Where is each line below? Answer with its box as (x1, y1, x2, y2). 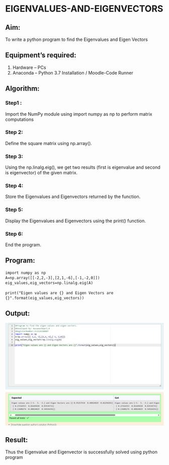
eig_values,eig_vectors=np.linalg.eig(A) (5, 280, 94, 285)
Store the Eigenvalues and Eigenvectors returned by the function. (5, 193, 141, 200)
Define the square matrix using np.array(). (5, 140, 92, 146)
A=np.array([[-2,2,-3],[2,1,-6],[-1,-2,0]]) (5, 275, 100, 280)
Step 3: (5, 153, 24, 160)
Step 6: (5, 230, 24, 237)
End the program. (5, 241, 42, 247)
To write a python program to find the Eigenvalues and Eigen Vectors (5, 36, 148, 42)
